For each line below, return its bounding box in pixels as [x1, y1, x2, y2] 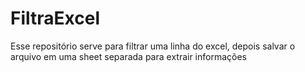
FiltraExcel [10, 7, 100, 30]
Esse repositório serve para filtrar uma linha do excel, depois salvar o [10, 40, 296, 52]
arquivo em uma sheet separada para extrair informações [10, 50, 248, 62]
